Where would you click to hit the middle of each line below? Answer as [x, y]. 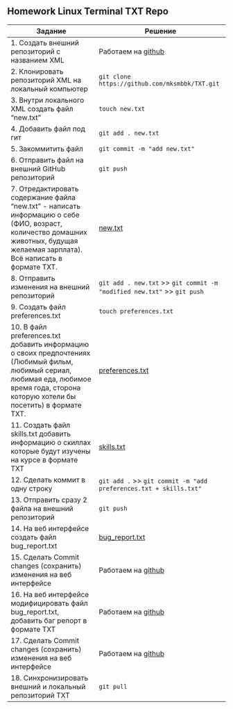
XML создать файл [42, 108]
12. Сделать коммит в [48, 480]
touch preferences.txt [136, 311]
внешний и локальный [48, 686]
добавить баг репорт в [49, 620]
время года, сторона [46, 387]
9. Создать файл [38, 307]
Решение [161, 31]
